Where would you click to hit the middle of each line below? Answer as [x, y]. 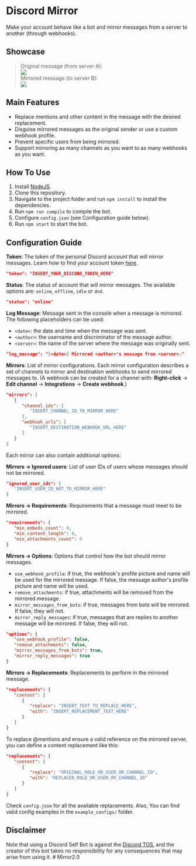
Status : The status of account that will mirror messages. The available [91, 285]
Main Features [33, 103]
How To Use [28, 172]
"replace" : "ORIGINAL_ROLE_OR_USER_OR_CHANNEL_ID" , [94, 773]
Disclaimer [26, 830]
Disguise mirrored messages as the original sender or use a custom [96, 129]
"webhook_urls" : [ [44, 422]
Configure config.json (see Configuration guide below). [82, 218]
